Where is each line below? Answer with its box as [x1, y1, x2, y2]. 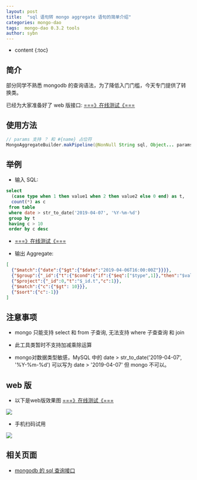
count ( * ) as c [11, 199, 46, 205]
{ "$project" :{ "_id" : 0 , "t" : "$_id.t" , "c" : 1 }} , [11, 278, 122, 284]
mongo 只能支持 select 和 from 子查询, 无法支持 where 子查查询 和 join [14, 329, 185, 336]
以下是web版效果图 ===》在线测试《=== [14, 397, 114, 404]
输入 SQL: [14, 176, 39, 183]
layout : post [6, 8, 38, 15]
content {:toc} [14, 46, 49, 53]
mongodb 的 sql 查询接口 [14, 466, 76, 474]
